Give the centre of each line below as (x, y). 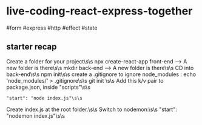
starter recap (32, 47)
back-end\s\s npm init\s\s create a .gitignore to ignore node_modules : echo (101, 74)
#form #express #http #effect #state (52, 28)
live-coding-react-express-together (99, 11)
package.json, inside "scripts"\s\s (49, 87)
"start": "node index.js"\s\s (45, 98)
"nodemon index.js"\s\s (36, 115)
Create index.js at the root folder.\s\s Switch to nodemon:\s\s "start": (92, 109)
